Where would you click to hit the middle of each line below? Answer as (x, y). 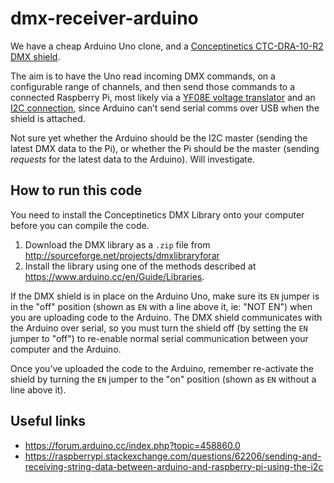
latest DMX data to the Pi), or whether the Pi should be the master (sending (165, 148)
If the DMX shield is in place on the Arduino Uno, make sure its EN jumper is (165, 296)
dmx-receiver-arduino (104, 18)
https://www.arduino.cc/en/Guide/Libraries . (114, 276)
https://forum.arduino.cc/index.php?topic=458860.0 (132, 445)
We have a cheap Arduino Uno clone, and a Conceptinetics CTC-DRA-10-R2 (167, 46)
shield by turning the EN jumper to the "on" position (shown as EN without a (163, 379)
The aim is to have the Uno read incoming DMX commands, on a (143, 76)
